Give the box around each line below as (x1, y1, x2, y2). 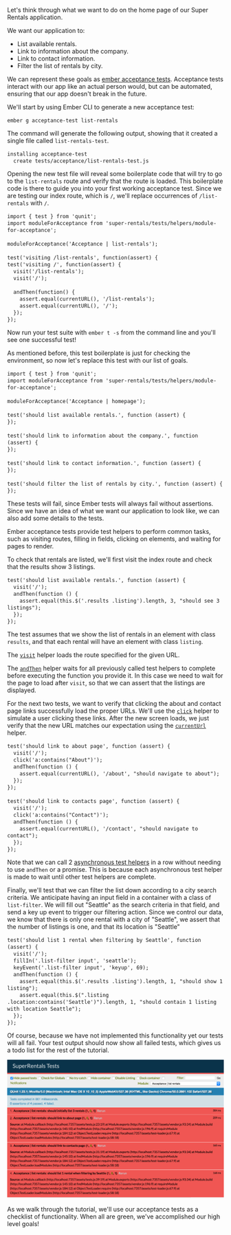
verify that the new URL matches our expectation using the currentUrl (7, 722, 206, 729)
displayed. (7, 686, 36, 694)
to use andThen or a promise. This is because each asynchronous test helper (7, 866, 223, 873)
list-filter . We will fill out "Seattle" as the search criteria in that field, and (7, 901, 220, 909)
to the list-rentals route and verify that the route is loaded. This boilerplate (7, 177, 223, 185)
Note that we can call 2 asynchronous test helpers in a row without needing (7, 858, 221, 866)
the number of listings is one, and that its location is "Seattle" (7, 923, 180, 931)
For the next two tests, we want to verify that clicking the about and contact (7, 700, 221, 707)
